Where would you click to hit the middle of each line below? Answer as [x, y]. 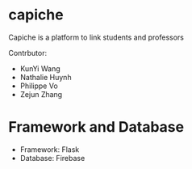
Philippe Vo [39, 86]
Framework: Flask [50, 149]
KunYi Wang [40, 68]
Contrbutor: [27, 53]
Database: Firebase [52, 158]
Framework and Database [96, 127]
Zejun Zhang [41, 94]
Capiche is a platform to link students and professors [96, 37]
